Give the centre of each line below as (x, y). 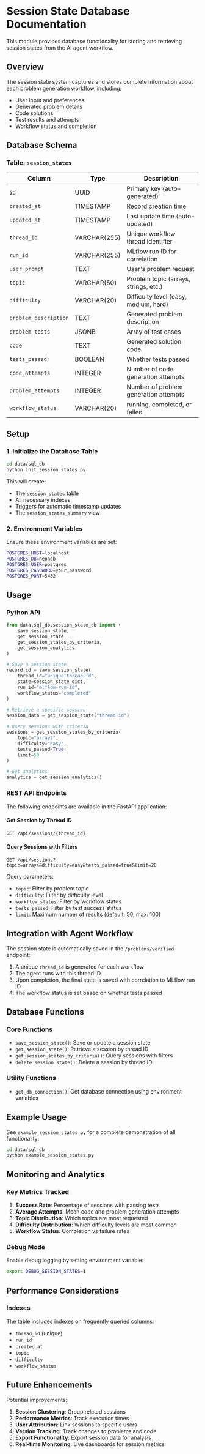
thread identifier (149, 242)
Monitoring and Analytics (56, 1174)
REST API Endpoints (37, 793)
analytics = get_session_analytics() (54, 777)
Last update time (151, 217)
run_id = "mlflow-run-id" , (49, 687)
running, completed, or (159, 405)
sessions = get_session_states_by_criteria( (64, 733)
